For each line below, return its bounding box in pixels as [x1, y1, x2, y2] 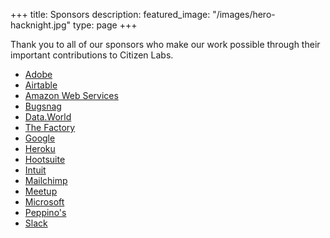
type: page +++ [72, 19, 138, 31]
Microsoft [24, 196, 65, 208]
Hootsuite [24, 154, 66, 165]
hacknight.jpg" [10, 19, 72, 31]
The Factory [24, 122, 76, 133]
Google [24, 132, 56, 144]
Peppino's [24, 207, 67, 218]
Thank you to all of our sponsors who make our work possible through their [10, 39, 321, 50]
